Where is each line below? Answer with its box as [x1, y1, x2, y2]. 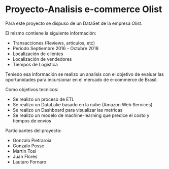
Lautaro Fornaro [12, 158, 47, 165]
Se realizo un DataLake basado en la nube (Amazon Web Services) [12, 101, 153, 107]
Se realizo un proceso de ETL [12, 96, 75, 102]
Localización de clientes [12, 51, 63, 57]
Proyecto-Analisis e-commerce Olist [5, 4, 162, 15]
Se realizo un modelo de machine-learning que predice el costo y [12, 112, 150, 118]
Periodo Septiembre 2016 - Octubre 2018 [12, 45, 99, 51]
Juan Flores [12, 153, 38, 159]
